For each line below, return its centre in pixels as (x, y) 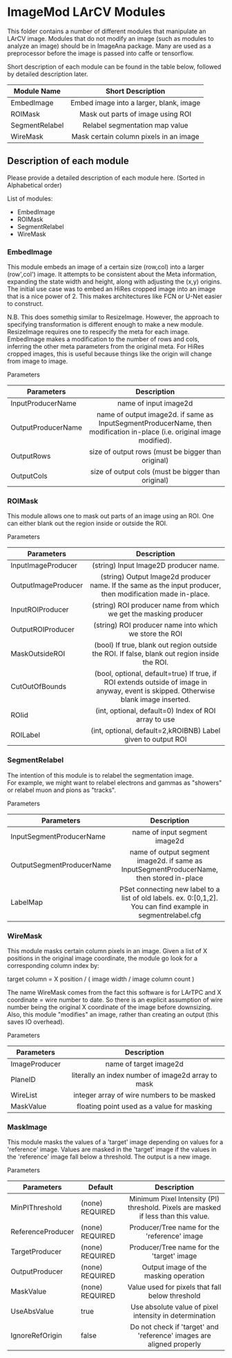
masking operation (174, 1276)
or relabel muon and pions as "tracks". (61, 790)
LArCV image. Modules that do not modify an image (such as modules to (110, 38)
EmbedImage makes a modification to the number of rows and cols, (103, 339)
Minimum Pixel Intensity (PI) (174, 1199)
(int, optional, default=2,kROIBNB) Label (156, 731)
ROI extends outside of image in (156, 682)
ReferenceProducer (42, 1232)
